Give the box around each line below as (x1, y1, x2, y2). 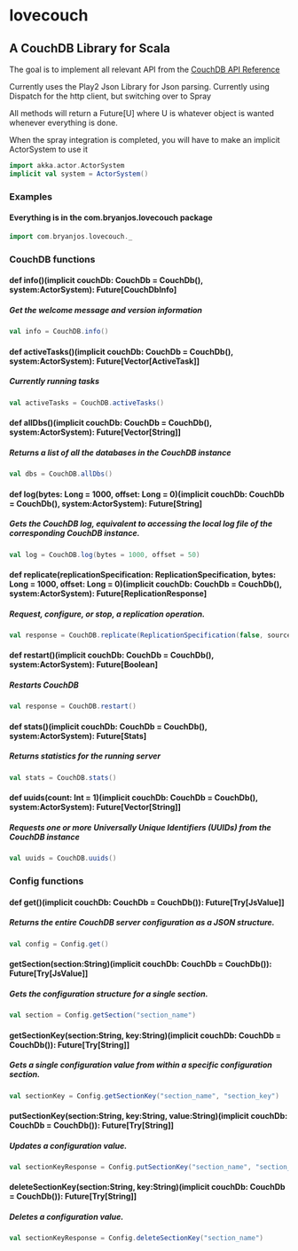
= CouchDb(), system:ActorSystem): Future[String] (9, 498, 202, 508)
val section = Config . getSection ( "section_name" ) (9, 1011, 197, 1020)
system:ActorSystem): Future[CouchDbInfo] (9, 285, 177, 295)
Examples (9, 190, 53, 202)
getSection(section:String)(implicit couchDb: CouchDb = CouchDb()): (9, 959, 272, 970)
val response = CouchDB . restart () (9, 702, 137, 711)
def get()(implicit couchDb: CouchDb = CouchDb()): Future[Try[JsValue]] (9, 897, 285, 908)
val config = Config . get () (9, 940, 109, 948)
